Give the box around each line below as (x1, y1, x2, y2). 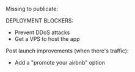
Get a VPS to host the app (14, 35, 80, 42)
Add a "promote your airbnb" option (14, 59, 105, 66)
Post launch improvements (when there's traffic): (5, 47, 129, 54)
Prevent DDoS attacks (14, 29, 70, 36)
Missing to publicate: (5, 5, 59, 12)
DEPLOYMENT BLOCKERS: (5, 17, 74, 24)
